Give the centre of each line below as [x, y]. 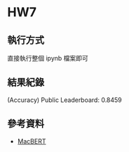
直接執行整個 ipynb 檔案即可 [48, 58]
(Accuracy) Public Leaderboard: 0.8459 [65, 100]
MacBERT [32, 141]
